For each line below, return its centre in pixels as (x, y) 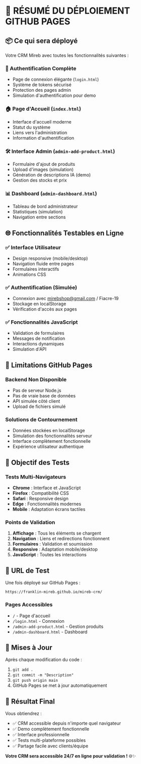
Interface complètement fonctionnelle (51, 441)
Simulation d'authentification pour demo (54, 95)
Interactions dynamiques (38, 344)
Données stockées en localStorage (49, 431)
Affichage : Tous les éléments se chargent (57, 533)
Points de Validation (30, 522)
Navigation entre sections (39, 217)
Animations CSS (29, 274)
